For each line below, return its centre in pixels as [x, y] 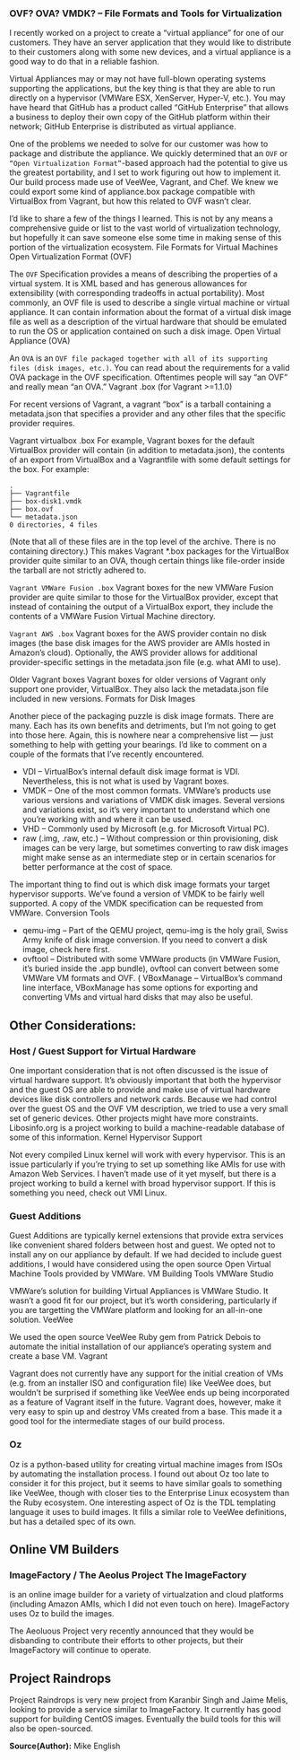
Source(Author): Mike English [65, 1746]
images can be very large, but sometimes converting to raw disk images [155, 848]
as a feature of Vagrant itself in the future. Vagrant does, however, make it [146, 1402]
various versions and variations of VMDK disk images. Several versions [153, 801]
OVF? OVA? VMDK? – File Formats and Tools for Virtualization [146, 13]
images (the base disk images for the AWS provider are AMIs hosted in [140, 644]
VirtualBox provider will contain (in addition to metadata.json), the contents [147, 451]
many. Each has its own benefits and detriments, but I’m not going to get [143, 726]
